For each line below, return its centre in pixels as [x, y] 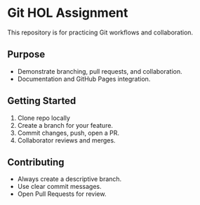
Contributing [36, 162]
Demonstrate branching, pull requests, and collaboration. [100, 71]
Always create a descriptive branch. [69, 179]
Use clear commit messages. [59, 187]
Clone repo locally [44, 118]
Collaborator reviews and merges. [66, 140]
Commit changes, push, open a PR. [68, 133]
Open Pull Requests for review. [62, 194]
